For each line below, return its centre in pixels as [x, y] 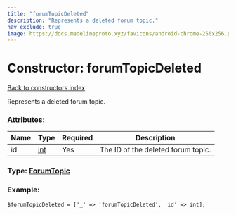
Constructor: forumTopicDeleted [105, 68]
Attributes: [26, 120]
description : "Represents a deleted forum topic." [83, 20]
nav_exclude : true [34, 27]
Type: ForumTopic [39, 171]
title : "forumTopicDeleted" [48, 14]
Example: [24, 190]
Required [78, 138]
